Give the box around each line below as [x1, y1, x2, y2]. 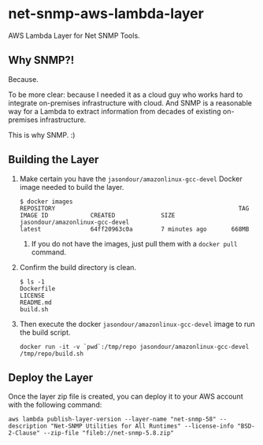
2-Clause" [8, 429, 41, 437]
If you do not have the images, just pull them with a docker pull [31, 239, 238, 248]
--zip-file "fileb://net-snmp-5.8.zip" [43, 429, 175, 437]
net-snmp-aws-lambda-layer [8, 5, 205, 23]
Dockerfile [19, 284, 56, 292]
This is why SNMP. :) [8, 130, 76, 139]
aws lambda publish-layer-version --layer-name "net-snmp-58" [8, 415, 217, 424]
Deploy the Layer [8, 371, 94, 384]
